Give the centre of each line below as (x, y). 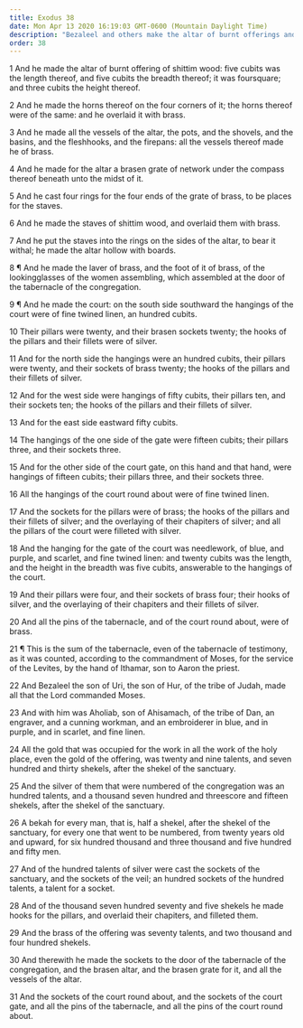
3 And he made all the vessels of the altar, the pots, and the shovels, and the (151, 133)
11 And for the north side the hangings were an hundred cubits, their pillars (147, 359)
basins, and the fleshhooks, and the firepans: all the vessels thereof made (147, 142)
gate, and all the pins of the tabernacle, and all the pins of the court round (147, 1006)
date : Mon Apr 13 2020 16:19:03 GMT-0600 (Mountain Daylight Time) (139, 26)
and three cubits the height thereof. (75, 88)
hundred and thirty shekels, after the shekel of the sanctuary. (123, 769)
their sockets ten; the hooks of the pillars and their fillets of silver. (131, 405)
